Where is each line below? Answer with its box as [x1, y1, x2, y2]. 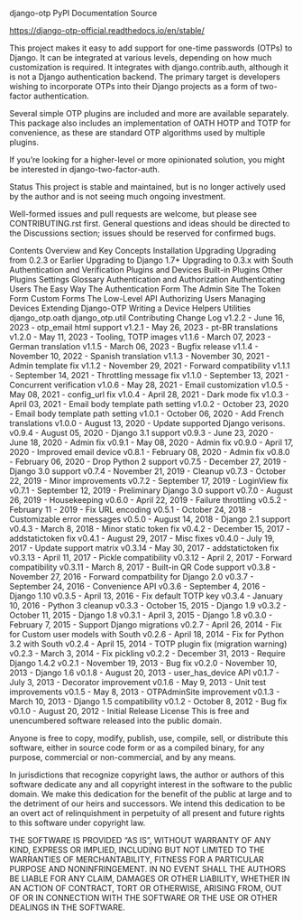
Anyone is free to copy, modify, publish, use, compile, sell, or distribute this [9, 733, 288, 743]
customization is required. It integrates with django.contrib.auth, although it [9, 62, 288, 72]
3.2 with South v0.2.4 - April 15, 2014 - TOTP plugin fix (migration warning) [9, 638, 288, 649]
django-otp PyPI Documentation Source [9, 8, 158, 18]
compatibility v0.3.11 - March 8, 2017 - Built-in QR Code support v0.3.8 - [9, 562, 277, 572]
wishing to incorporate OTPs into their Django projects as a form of [9, 81, 259, 91]
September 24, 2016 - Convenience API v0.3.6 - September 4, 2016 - [9, 581, 266, 591]
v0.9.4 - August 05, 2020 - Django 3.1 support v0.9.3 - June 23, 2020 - [9, 428, 274, 438]
